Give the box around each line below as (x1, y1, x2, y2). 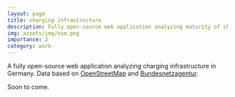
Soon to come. (7, 83, 50, 91)
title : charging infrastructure (7, 17, 101, 24)
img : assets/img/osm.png (7, 29, 80, 37)
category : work (7, 43, 52, 50)
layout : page (7, 10, 45, 17)
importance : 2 (7, 36, 49, 43)
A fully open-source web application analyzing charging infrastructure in (7, 62, 217, 70)
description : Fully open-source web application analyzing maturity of (7, 23, 220, 30)
